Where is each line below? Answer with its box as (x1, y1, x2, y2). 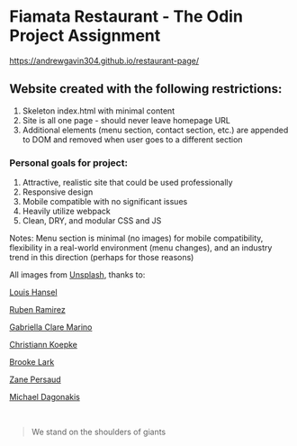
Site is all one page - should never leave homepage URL (22, 114, 231, 125)
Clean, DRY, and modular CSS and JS (22, 215, 162, 226)
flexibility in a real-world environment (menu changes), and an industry (9, 242, 273, 253)
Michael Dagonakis (9, 392, 81, 403)
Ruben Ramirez (9, 305, 66, 315)
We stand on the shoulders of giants (31, 426, 166, 438)
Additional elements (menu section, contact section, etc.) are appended (22, 124, 289, 135)
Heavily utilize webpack (22, 205, 111, 217)
